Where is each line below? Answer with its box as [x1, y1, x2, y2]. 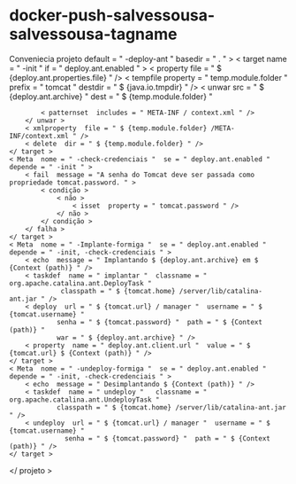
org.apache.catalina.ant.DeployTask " [9, 278, 152, 288]
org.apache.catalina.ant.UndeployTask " [9, 395, 161, 404]
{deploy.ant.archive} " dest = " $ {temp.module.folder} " [9, 90, 213, 102]
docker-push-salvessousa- [9, 5, 216, 26]
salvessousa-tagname [9, 24, 178, 44]
